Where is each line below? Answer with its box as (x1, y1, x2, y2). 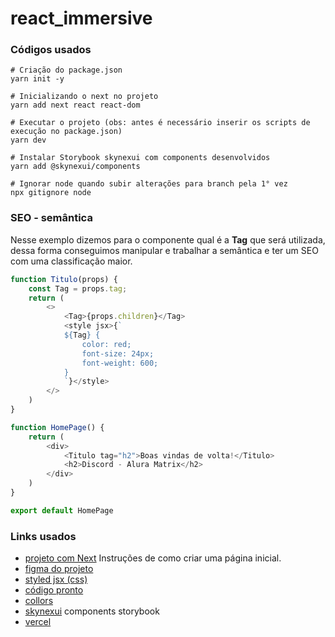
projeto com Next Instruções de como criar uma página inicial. (24, 552, 282, 564)
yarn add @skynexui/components (10, 162, 141, 172)
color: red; (81, 339, 132, 349)
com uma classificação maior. (10, 255, 133, 267)
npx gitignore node (10, 188, 92, 198)
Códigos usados (10, 43, 92, 57)
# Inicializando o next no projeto (10, 92, 159, 102)
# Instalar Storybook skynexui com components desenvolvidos (10, 153, 271, 163)
